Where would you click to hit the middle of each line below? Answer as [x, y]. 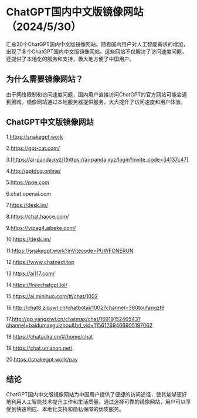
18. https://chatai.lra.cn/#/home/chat [50, 336]
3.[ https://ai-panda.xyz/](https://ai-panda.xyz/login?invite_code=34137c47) [97, 159]
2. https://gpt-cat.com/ [33, 148]
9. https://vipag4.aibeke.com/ [41, 228]
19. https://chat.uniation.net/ [39, 348]
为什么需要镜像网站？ [45, 79]
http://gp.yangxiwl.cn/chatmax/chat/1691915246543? [76, 319]
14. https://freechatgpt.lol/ [37, 285]
